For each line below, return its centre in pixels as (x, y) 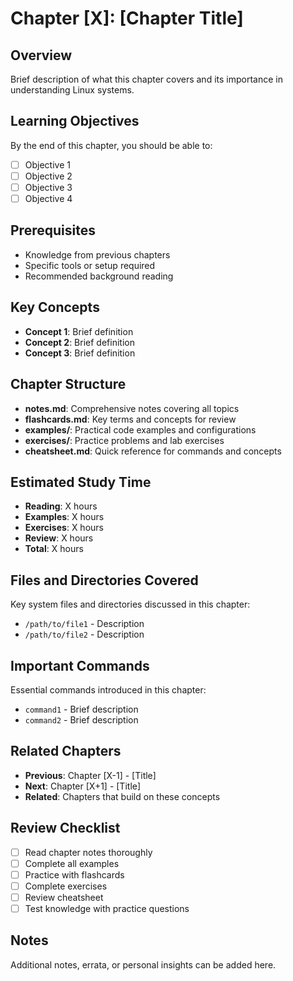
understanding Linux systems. (72, 90)
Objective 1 (47, 164)
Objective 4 (48, 198)
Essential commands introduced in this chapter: (108, 689)
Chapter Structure (68, 384)
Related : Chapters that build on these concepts (122, 796)
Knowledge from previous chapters (97, 254)
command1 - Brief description (81, 709)
